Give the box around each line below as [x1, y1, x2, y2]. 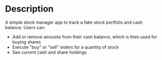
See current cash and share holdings [12, 49, 87, 55]
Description [5, 3, 54, 15]
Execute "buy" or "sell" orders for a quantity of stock [12, 44, 119, 50]
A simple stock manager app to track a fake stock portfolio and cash [5, 19, 143, 25]
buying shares [12, 39, 41, 45]
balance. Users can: [5, 24, 46, 30]
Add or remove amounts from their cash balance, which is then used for [12, 34, 158, 40]
